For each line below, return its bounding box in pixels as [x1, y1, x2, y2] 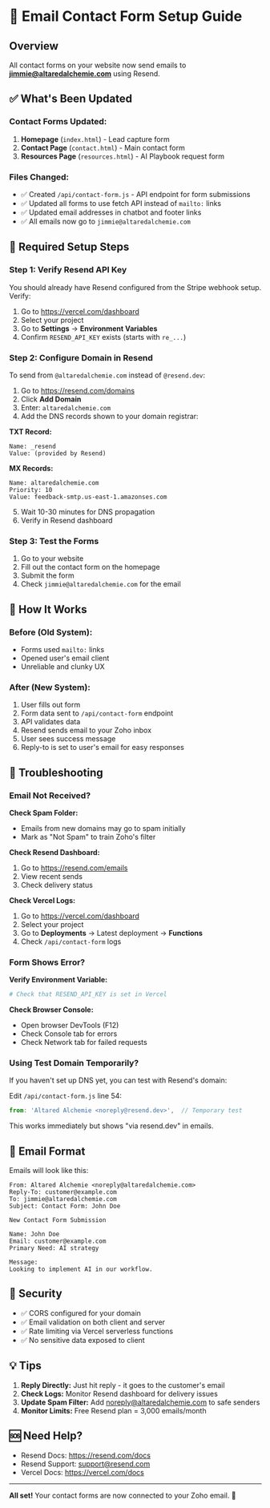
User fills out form [20, 700, 81, 710]
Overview [9, 39, 59, 53]
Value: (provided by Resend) [9, 449, 107, 458]
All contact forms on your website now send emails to [9, 60, 187, 70]
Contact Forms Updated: [9, 116, 107, 127]
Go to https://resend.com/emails [20, 863, 128, 873]
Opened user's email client [20, 653, 110, 663]
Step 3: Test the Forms [9, 535, 99, 546]
